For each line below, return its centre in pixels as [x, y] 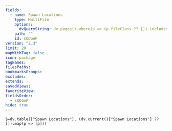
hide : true [17, 105]
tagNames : [16, 62]
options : [24, 24]
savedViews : [18, 86]
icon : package [20, 58]
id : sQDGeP [26, 39]
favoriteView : [20, 91]
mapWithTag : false [25, 53]
